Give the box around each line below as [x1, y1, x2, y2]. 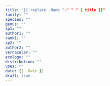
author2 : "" [5, 45, 30, 50]
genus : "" [5, 21, 26, 27]
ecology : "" [5, 54, 30, 60]
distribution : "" [5, 59, 42, 64]
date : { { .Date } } [5, 69, 44, 74]
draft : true [5, 73, 30, 78]
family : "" [5, 12, 28, 17]
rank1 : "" [5, 36, 26, 41]
